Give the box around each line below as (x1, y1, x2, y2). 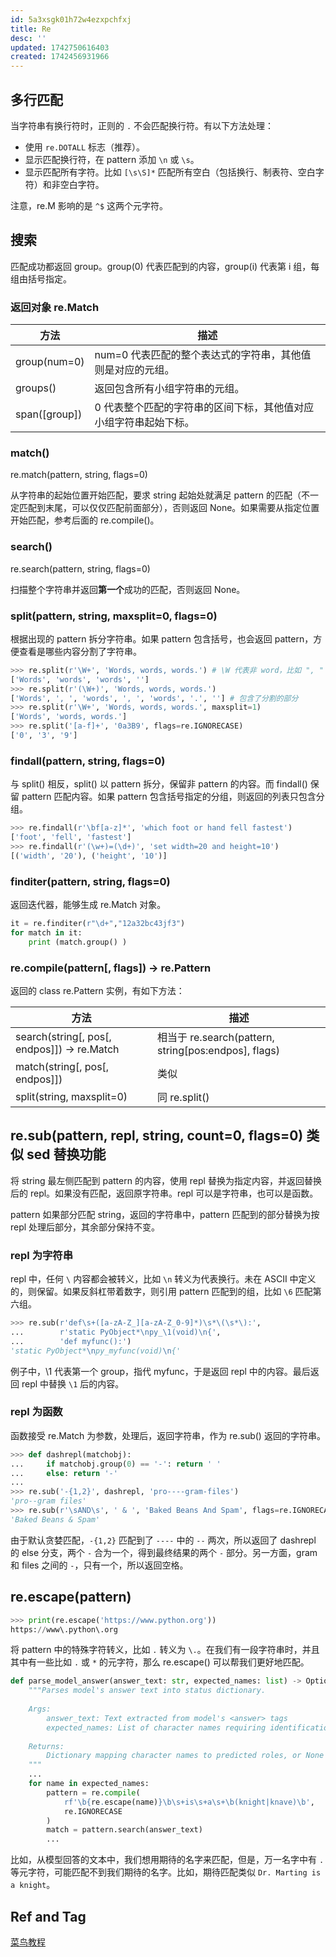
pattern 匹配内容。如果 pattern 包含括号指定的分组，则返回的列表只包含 (21, 791, 317, 803)
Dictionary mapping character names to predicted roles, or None (46, 1751, 325, 1761)
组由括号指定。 (10, 272, 72, 285)
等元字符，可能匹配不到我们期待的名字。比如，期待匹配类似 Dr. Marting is (10, 1866, 322, 1878)
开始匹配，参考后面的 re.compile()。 (10, 514, 160, 526)
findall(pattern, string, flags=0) (10, 754, 166, 768)
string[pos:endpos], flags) (156, 1043, 280, 1057)
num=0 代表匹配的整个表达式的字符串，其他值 (94, 348, 312, 362)
